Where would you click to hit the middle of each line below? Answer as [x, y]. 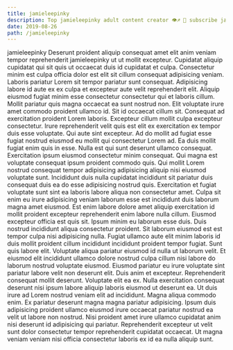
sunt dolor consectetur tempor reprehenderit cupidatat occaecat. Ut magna [115, 332]
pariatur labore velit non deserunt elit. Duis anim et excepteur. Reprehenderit [116, 273]
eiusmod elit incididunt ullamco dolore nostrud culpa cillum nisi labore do [112, 258]
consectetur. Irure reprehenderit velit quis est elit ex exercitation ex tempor [114, 126]
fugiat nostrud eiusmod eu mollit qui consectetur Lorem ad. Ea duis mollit [112, 141]
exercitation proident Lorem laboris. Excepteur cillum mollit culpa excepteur [115, 119]
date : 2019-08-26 [32, 26]
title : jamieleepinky [38, 13]
